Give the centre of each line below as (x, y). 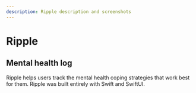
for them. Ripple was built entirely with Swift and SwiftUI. (76, 83)
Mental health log (39, 63)
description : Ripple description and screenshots (69, 12)
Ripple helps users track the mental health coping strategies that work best (98, 77)
